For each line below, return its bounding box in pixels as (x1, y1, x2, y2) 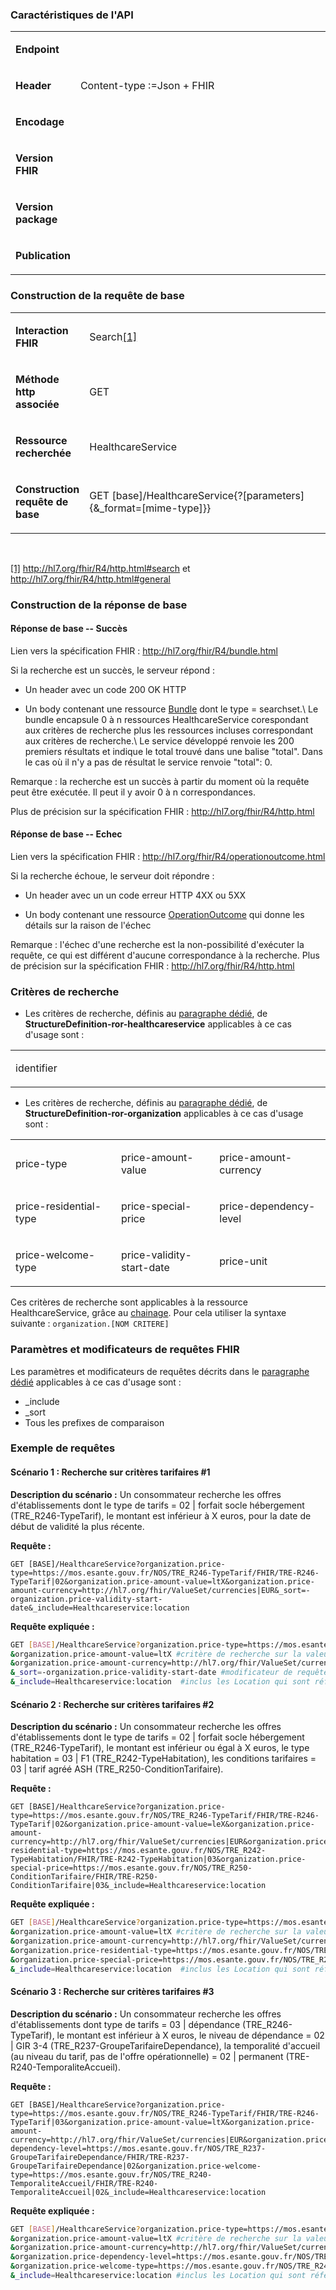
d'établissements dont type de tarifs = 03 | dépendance (10, 2018, 241, 2030)
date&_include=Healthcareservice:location (10, 1603, 190, 1613)
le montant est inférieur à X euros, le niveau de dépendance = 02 (56, 2029, 325, 2041)
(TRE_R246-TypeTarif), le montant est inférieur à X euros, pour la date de (10, 1509, 312, 1522)
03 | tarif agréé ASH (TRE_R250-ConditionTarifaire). (10, 1763, 224, 1775)
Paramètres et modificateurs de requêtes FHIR (10, 1343, 240, 1357)
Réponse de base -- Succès (10, 623, 128, 635)
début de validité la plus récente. (10, 1520, 145, 1532)
